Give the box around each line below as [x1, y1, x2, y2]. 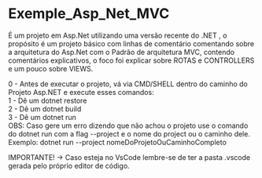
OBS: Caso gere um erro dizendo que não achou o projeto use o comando [8, 121, 249, 130]
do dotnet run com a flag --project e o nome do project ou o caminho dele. [8, 129, 250, 138]
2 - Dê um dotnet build [8, 104, 82, 114]
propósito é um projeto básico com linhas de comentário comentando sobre [8, 38, 254, 48]
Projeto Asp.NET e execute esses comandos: [8, 87, 155, 96]
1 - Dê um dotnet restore [8, 96, 87, 105]
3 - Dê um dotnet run [8, 112, 76, 122]
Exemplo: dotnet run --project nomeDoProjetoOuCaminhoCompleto [8, 137, 227, 147]
